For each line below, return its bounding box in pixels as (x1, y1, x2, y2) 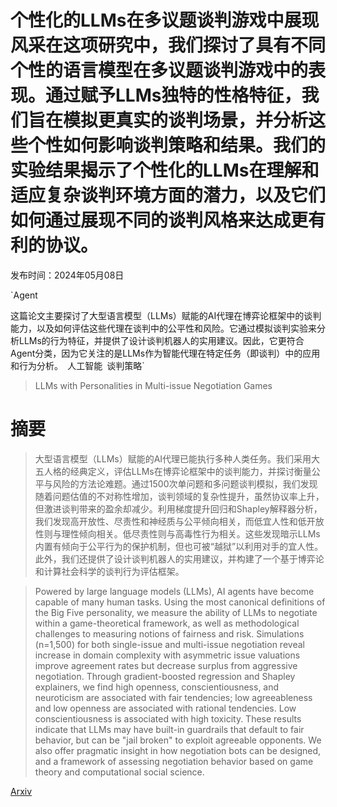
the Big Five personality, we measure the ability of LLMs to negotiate (34, 606, 318, 618)
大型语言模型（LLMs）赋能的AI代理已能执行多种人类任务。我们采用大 (34, 452, 321, 465)
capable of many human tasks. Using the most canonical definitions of (34, 596, 326, 608)
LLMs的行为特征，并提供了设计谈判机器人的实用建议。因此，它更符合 (18, 334, 305, 346)
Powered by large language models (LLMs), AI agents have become (34, 585, 315, 597)
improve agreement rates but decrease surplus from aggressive (34, 659, 298, 671)
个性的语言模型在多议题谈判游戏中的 (10, 59, 309, 82)
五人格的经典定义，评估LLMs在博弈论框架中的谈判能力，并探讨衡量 (34, 465, 312, 477)
